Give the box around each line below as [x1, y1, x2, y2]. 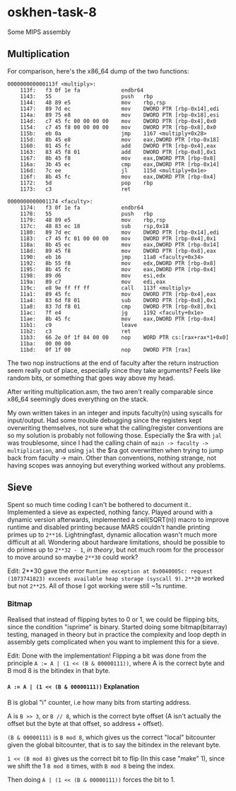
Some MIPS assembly [7, 28, 71, 36]
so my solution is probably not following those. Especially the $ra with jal [7, 431, 223, 439]
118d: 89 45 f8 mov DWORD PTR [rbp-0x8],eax [20, 247, 217, 254]
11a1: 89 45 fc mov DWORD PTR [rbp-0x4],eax [20, 290, 217, 297]
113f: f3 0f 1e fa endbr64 [20, 86, 143, 94]
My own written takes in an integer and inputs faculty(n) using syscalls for [7, 408, 223, 417]
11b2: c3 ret [20, 328, 131, 335]
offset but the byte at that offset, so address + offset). [7, 720, 164, 728]
